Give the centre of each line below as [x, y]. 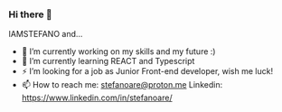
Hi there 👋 [31, 14]
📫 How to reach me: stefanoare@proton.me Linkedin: [122, 85]
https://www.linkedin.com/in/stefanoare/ [97, 98]
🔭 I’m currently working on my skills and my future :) [118, 51]
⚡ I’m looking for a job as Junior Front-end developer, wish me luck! [147, 71]
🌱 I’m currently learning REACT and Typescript [108, 61]
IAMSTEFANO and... [46, 34]
